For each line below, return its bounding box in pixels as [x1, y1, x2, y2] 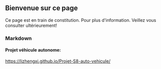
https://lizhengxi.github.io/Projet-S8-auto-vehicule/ [5, 58, 111, 64]
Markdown [5, 35, 32, 42]
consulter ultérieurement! [5, 22, 57, 28]
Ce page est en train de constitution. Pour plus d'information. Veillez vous [5, 17, 157, 23]
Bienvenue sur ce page [5, 4, 78, 12]
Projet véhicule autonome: [5, 47, 61, 53]
